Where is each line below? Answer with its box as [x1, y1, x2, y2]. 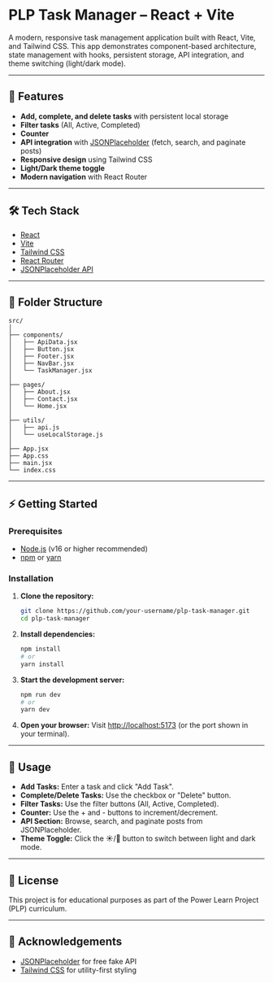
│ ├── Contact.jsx [8, 395, 79, 403]
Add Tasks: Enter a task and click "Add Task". [19, 782, 175, 792]
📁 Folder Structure [8, 295, 103, 309]
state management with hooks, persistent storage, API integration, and [8, 50, 245, 59]
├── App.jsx [8, 445, 49, 453]
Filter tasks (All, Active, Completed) [19, 120, 141, 129]
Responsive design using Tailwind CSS [19, 154, 153, 164]
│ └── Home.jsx [8, 402, 67, 411]
